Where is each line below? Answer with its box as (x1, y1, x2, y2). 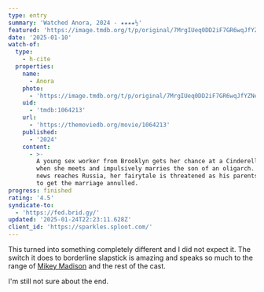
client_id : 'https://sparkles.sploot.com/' (8, 223, 153, 232)
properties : (15, 63, 55, 71)
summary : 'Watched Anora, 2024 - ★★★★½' (8, 19, 143, 27)
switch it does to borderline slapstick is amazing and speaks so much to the (8, 253, 254, 262)
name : (22, 70, 41, 78)
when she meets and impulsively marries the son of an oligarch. (36, 165, 255, 173)
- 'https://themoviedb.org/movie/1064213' (28, 121, 170, 129)
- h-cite (22, 56, 51, 64)
